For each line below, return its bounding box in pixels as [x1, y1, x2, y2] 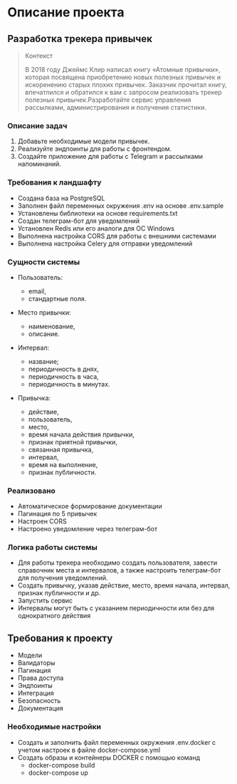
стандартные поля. [28, 294, 87, 303]
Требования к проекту [7, 632, 113, 644]
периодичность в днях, [28, 365, 100, 373]
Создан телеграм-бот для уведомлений [17, 216, 140, 225]
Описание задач [7, 120, 68, 130]
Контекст [24, 51, 53, 60]
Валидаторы [17, 659, 56, 667]
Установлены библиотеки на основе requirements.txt [17, 209, 178, 217]
